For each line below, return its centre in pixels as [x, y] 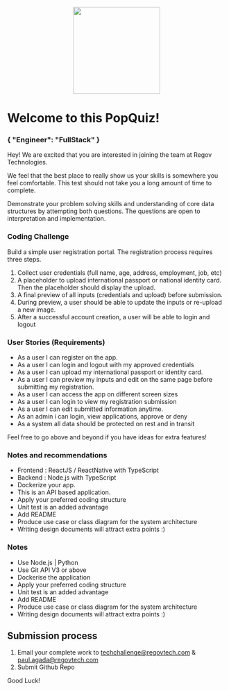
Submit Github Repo [46, 667]
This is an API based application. [64, 492]
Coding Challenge [38, 237]
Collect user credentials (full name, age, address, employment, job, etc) [119, 272]
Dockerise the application [54, 577]
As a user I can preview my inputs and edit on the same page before [115, 380]
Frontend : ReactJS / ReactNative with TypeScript [88, 470]
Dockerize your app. [46, 485]
